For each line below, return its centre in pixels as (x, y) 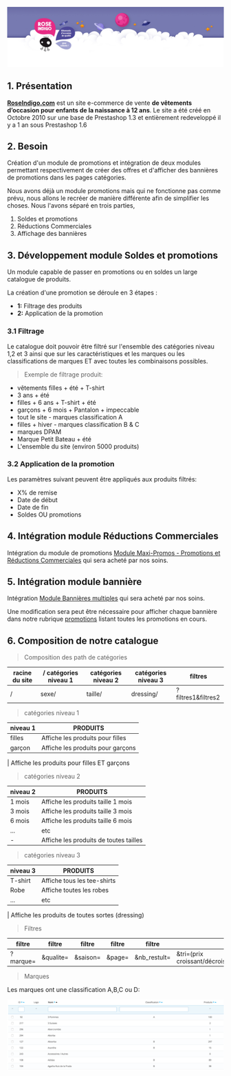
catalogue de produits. (39, 279)
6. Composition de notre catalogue (83, 640)
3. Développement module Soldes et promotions (113, 255)
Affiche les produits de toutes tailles (92, 840)
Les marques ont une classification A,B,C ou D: (74, 990)
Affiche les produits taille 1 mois (87, 801)
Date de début (37, 499)
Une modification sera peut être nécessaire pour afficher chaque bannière (112, 612)
